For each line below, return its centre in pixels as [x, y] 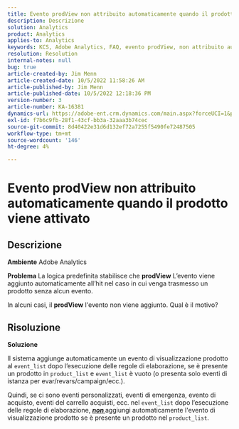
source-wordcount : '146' [44, 140]
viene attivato [49, 219]
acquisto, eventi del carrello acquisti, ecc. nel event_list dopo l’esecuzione [118, 402]
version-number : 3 [34, 101]
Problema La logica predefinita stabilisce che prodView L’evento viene [111, 276]
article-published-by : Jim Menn [55, 87]
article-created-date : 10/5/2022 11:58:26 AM [76, 80]
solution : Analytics [38, 27]
